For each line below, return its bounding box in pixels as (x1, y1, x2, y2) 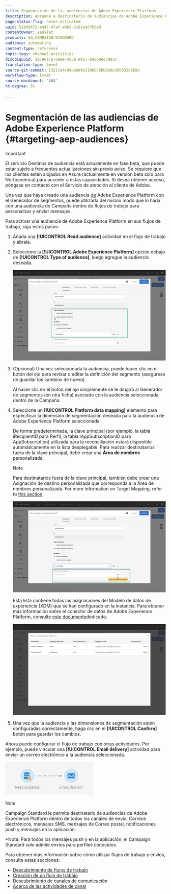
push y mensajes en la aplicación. (5, 826, 76, 832)
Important (5, 150, 26, 156)
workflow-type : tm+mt (5, 73, 51, 78)
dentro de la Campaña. (12, 397, 61, 404)
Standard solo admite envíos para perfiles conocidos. (5, 841, 118, 848)
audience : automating (5, 41, 51, 46)
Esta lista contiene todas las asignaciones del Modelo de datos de (12, 597, 151, 603)
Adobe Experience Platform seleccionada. (12, 418, 101, 424)
